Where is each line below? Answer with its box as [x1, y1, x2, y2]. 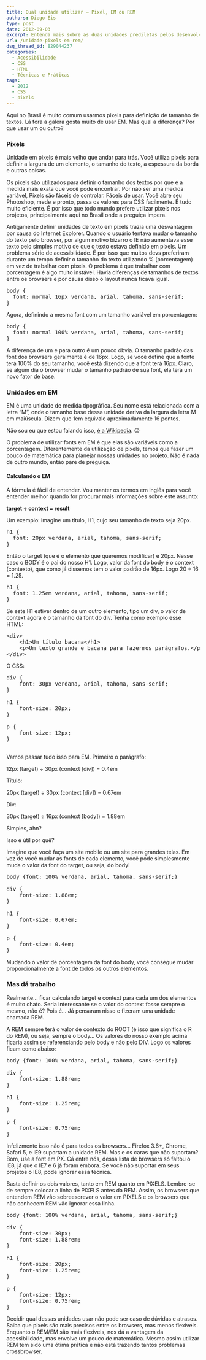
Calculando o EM [6, 472, 51, 479]
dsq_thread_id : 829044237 [6, 44, 72, 50]
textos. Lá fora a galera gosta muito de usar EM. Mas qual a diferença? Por [6, 118, 195, 125]
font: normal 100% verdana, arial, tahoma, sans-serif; [12, 329, 185, 336]
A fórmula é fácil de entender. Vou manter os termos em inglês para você [6, 486, 191, 493]
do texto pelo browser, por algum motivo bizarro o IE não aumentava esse [6, 236, 193, 244]
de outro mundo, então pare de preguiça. [6, 458, 110, 466]
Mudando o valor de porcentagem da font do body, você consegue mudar [6, 958, 194, 965]
